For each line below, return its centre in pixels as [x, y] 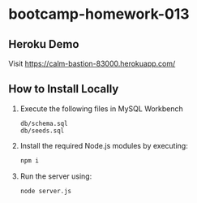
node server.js [46, 191]
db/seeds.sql [42, 131]
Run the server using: [56, 176]
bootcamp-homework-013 [99, 14]
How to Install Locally [64, 89]
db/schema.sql [44, 123]
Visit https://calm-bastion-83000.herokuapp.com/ [92, 63]
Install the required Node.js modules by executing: [104, 145]
